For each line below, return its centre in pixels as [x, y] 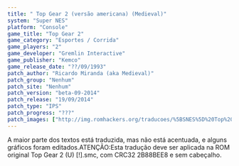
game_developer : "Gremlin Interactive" [67, 54]
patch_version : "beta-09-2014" [54, 93]
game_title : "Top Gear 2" [46, 34]
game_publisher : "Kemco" [44, 60]
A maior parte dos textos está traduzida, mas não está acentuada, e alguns [117, 140]
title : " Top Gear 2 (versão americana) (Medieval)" [87, 14]
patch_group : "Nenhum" [41, 80]
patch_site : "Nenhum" [39, 87]
